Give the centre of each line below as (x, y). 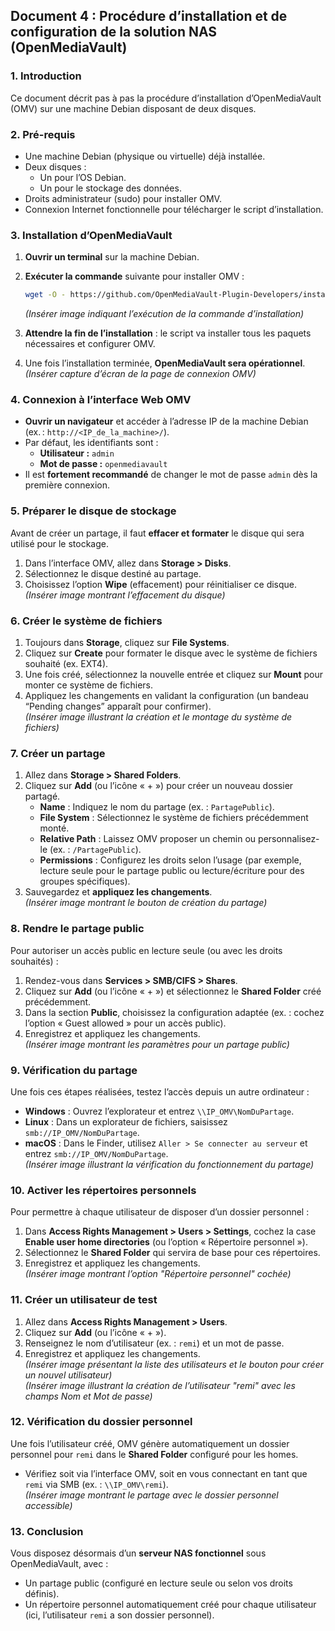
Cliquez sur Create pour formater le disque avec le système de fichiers (171, 653)
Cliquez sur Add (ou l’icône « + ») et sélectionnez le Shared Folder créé (173, 991)
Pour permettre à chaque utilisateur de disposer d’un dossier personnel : (160, 1212)
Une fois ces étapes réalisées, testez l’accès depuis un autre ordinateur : (160, 1091)
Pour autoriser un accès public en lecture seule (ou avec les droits (146, 950)
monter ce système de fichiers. (89, 685)
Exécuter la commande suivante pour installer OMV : (134, 276)
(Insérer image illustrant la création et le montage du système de (158, 717)
